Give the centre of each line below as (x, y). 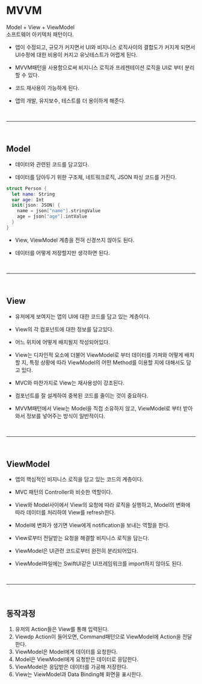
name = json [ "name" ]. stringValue (59, 211)
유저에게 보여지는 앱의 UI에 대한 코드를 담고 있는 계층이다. (82, 316)
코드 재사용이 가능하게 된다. (47, 87)
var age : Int (28, 199)
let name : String (33, 194)
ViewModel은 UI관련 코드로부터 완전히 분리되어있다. (76, 551)
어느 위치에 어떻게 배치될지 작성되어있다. (62, 342)
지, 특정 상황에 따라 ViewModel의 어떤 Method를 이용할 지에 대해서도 (103, 362)
